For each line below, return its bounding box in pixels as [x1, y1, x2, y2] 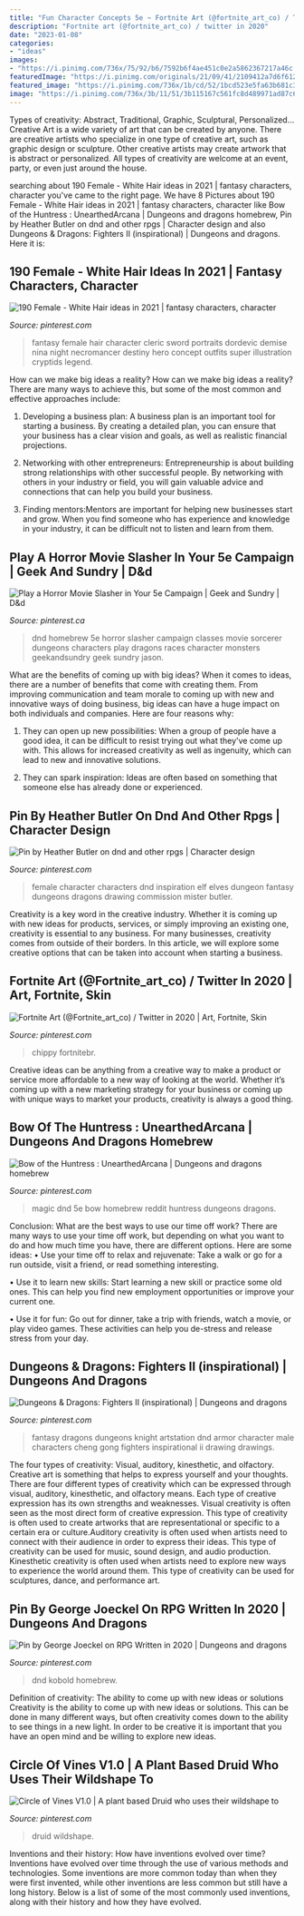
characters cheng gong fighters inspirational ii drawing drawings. [31, 1442, 275, 1452]
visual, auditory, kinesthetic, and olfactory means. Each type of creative [9, 1489, 277, 1500]
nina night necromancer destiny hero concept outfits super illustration [31, 347, 292, 358]
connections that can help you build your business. [22, 486, 214, 497]
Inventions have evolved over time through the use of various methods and [9, 1858, 289, 1869]
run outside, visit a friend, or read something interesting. [9, 1258, 219, 1270]
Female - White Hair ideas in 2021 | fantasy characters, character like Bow [9, 199, 286, 210]
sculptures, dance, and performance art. [9, 1575, 160, 1586]
